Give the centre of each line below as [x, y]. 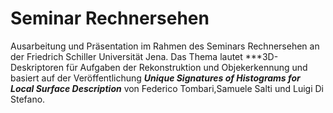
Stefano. [28, 99]
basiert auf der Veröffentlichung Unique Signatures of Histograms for [155, 78]
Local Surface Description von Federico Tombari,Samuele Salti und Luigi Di [167, 88]
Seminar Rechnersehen [110, 18]
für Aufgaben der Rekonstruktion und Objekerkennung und [186, 67]
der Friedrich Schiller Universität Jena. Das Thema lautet [126, 56]
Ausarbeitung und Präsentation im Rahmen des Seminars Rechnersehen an [165, 46]
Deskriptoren [37, 67]
